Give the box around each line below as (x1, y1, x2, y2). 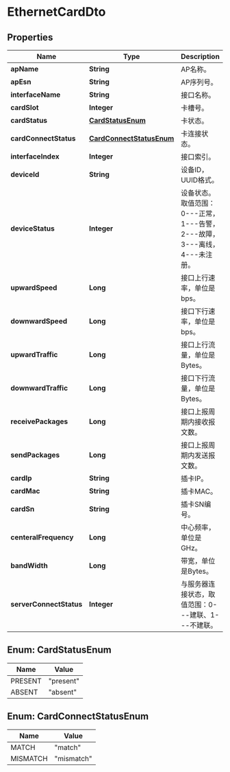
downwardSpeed (10, 316, 68, 326)
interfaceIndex (10, 152, 60, 161)
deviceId (10, 169, 40, 179)
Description (180, 52, 220, 61)
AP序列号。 (180, 78, 218, 86)
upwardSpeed (10, 283, 57, 292)
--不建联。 (180, 620, 218, 630)
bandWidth (10, 561, 48, 570)
